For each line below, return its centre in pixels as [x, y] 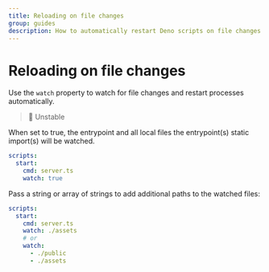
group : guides [32, 23]
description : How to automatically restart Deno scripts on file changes [135, 31]
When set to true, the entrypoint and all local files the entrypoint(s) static [129, 133]
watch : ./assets [50, 231]
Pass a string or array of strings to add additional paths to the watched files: [134, 193]
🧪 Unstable [46, 117]
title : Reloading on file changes [66, 16]
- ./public [48, 253]
